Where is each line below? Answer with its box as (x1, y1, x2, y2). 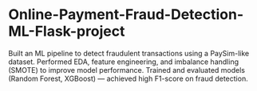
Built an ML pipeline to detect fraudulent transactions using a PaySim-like (8, 48, 250, 58)
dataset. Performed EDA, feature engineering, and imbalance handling (8, 57, 239, 66)
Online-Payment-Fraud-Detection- (8, 6, 244, 24)
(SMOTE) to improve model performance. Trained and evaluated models (8, 65, 246, 74)
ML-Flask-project (8, 22, 125, 40)
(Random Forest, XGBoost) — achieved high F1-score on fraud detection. (8, 74, 249, 83)
